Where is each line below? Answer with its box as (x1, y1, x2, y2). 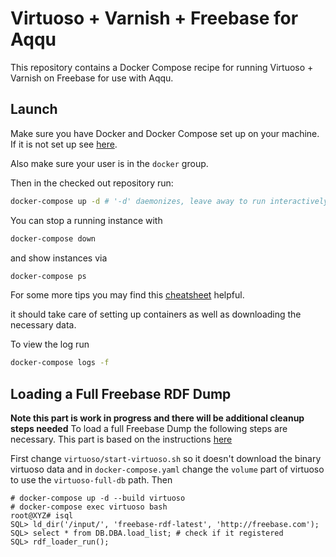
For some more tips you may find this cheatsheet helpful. (10, 289, 245, 301)
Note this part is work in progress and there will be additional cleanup (10, 412, 305, 424)
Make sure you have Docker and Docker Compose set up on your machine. (10, 127, 320, 139)
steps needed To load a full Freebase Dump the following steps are (10, 423, 288, 435)
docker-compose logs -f (10, 358, 110, 368)
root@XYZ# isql (10, 511, 74, 521)
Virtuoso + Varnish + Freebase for (10, 7, 299, 30)
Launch (10, 101, 58, 118)
